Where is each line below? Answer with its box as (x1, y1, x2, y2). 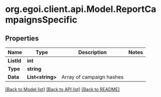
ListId (7, 57, 21, 64)
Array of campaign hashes (61, 73, 124, 80)
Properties (5, 34, 39, 42)
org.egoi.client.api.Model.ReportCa (5, 3, 156, 15)
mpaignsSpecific (5, 14, 77, 25)
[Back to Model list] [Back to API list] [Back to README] (5, 86, 120, 92)
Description (78, 49, 107, 55)
